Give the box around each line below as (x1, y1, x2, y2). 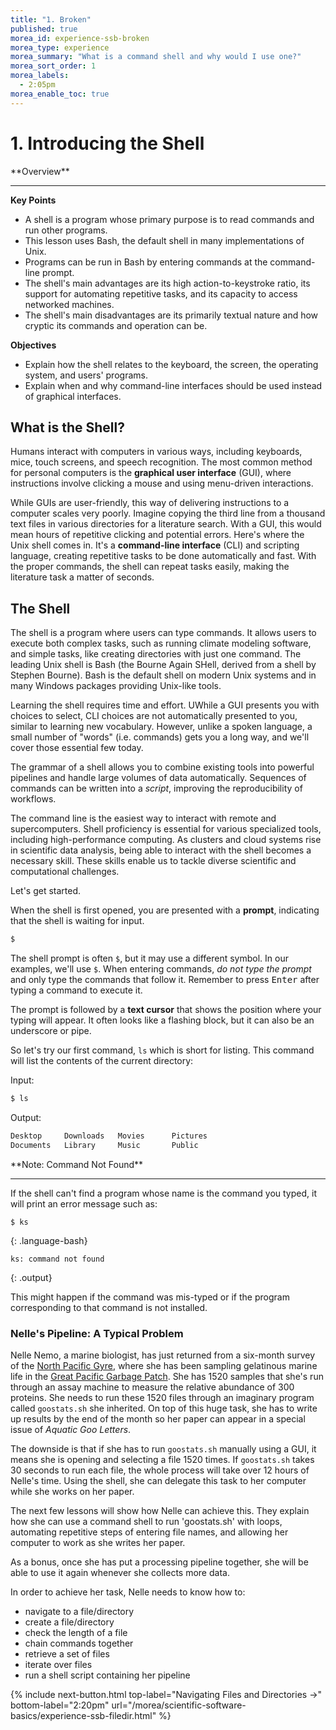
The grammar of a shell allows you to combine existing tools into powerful (10, 761, 315, 773)
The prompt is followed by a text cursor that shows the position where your (10, 1004, 322, 1016)
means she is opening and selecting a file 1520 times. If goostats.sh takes (10, 1453, 315, 1465)
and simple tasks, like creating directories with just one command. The (10, 648, 302, 660)
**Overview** (10, 165, 70, 177)
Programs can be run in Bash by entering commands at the (24, 256, 268, 268)
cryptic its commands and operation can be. (24, 319, 208, 331)
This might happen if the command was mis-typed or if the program (10, 1291, 290, 1303)
